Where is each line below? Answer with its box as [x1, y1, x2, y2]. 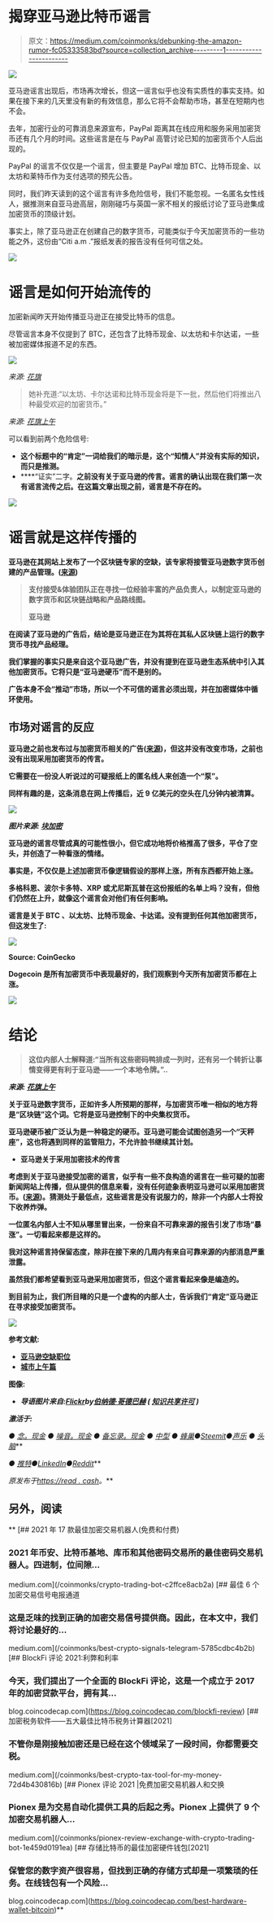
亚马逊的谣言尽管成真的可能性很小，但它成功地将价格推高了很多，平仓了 [8, 838, 250, 847]
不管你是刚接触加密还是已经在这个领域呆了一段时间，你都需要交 [8, 1739, 258, 1750]
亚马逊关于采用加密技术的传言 [19, 1154, 120, 1164]
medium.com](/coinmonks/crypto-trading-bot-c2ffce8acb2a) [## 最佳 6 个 [8, 1579, 260, 1589]
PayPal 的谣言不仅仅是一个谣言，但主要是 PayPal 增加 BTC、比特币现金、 [8, 160, 254, 171]
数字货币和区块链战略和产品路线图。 [28, 594, 150, 604]
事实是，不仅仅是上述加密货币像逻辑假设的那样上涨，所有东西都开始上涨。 [8, 865, 258, 875]
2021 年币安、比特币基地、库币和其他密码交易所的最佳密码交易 [8, 1548, 255, 1559]
